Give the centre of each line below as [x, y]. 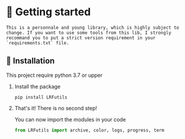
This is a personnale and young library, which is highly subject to [93, 28]
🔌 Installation [30, 61]
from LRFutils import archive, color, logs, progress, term [89, 130]
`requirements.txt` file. [37, 43]
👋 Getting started [48, 12]
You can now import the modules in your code [70, 119]
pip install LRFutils [41, 97]
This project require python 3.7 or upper [54, 75]
